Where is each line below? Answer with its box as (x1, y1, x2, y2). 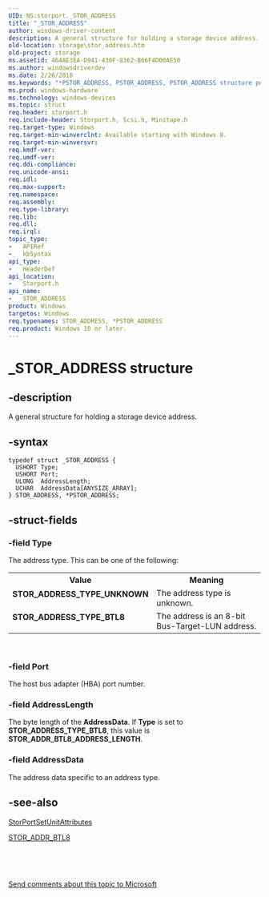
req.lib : (8, 213, 38, 221)
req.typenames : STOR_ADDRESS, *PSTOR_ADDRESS (8, 317, 163, 325)
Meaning (189, 574, 224, 585)
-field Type (8, 537, 52, 549)
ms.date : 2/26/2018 (8, 71, 74, 79)
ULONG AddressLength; (15, 477, 91, 485)
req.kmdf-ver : (8, 146, 56, 154)
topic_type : (8, 235, 48, 243)
